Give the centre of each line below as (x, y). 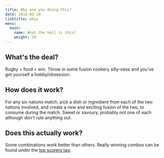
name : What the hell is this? (45, 33)
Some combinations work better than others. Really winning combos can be (82, 145)
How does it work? (34, 90)
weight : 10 (25, 38)
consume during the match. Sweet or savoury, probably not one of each (78, 112)
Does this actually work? (44, 133)
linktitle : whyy (22, 19)
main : (15, 28)
